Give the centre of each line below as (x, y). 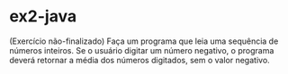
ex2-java (43, 16)
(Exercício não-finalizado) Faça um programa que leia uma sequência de (144, 41)
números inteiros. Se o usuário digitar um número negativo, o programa (142, 50)
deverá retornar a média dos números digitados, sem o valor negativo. (139, 60)
